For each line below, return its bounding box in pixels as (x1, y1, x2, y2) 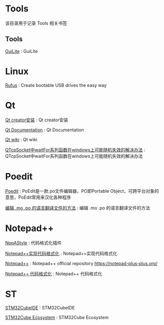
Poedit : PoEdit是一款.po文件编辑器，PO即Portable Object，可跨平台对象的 (5, 188, 159, 194)
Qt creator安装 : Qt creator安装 (5, 117, 68, 123)
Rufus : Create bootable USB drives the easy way (5, 82, 107, 88)
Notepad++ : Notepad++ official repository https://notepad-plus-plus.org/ (5, 260, 157, 266)
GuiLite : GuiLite (5, 48, 38, 54)
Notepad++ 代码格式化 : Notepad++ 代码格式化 (5, 271, 102, 277)
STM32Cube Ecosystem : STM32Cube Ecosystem (5, 315, 109, 321)
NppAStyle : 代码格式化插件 (5, 240, 62, 246)
